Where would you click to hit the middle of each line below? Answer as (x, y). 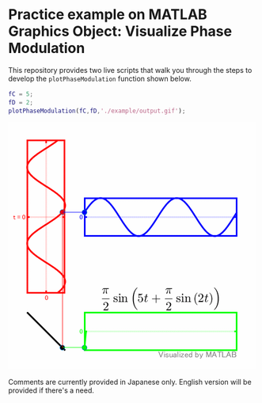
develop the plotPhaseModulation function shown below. (100, 78)
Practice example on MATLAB (108, 15)
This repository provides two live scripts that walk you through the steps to (130, 70)
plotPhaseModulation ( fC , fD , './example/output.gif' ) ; (97, 111)
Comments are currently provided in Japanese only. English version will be (130, 382)
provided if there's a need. (51, 390)
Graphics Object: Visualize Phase (120, 31)
